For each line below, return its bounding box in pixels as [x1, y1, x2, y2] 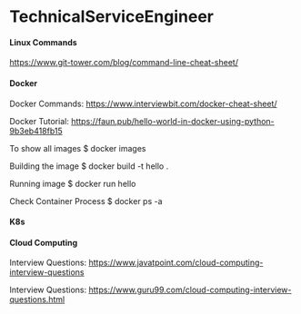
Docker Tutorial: [9, 115, 70, 126]
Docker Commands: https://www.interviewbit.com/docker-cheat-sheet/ [9, 98, 277, 109]
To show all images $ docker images [9, 142, 146, 153]
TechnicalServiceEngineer [9, 6, 214, 27]
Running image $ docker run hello [9, 178, 136, 189]
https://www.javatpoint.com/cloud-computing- [88, 257, 264, 269]
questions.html [9, 294, 65, 305]
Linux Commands [9, 36, 77, 47]
